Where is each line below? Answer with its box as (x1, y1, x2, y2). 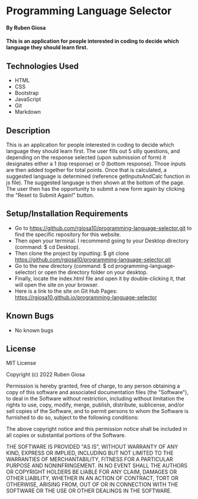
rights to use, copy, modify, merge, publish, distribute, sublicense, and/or (6, 401, 184, 408)
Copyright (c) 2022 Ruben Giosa (6, 371, 85, 378)
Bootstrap (14, 89, 39, 97)
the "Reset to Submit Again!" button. (6, 191, 95, 199)
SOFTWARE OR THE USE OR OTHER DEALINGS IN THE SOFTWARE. (6, 487, 172, 494)
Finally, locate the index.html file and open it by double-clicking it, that (14, 274, 186, 282)
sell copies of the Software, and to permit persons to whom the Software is (6, 408, 189, 415)
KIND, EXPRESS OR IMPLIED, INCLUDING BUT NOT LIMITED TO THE (6, 449, 174, 457)
